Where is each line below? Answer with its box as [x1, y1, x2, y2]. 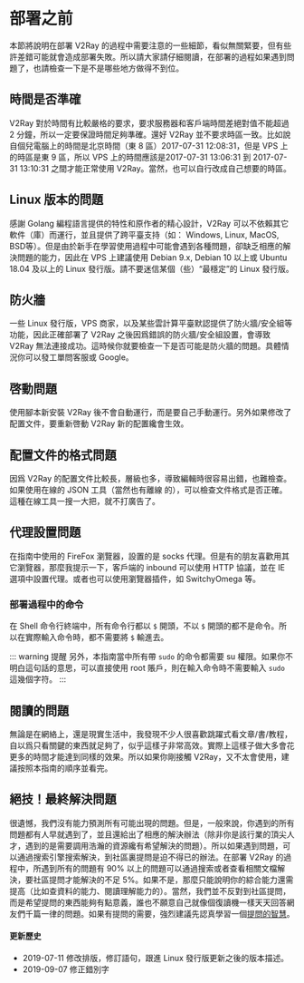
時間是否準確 [9, 92, 81, 107]
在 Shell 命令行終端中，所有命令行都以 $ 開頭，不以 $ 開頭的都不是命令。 [9, 620, 280, 631]
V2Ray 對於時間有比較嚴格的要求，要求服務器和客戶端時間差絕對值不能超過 [9, 117, 290, 128]
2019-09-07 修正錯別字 [22, 963, 110, 975]
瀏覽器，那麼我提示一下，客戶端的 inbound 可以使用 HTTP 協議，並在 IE [16, 561, 286, 572]
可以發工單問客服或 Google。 [24, 352, 134, 363]
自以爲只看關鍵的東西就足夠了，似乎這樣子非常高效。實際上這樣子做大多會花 [9, 740, 295, 751]
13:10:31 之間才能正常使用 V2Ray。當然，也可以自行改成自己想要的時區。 [19, 162, 292, 173]
